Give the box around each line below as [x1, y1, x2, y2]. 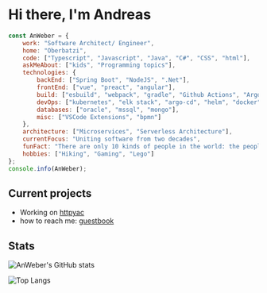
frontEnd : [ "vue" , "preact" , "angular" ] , [37, 83, 176, 92]
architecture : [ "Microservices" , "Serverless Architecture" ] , [22, 128, 233, 136]
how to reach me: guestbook [19, 216, 114, 226]
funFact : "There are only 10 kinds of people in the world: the [22, 143, 240, 151]
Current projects [8, 187, 92, 200]
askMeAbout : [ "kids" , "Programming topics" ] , [22, 61, 176, 69]
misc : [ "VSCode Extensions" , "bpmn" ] [37, 113, 161, 121]
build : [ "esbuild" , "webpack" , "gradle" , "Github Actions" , [37, 91, 240, 98]
